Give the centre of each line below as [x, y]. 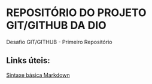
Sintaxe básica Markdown [38, 75]
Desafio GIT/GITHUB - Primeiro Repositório [59, 42]
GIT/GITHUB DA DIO [56, 25]
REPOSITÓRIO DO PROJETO [76, 13]
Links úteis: [28, 60]
